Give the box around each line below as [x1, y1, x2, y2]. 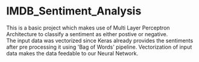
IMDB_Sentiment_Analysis [6, 4, 142, 18]
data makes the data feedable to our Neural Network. [6, 49, 139, 57]
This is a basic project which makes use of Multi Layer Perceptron [6, 24, 170, 31]
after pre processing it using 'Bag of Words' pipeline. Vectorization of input [6, 43, 192, 51]
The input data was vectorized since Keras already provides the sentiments [6, 37, 194, 44]
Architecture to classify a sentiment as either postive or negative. [6, 30, 168, 37]
